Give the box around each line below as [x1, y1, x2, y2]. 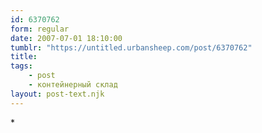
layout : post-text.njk [10, 89, 105, 99]
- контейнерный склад [28, 80, 118, 90]
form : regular [10, 24, 70, 34]
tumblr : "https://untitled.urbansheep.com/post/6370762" [10, 42, 253, 53]
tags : [10, 61, 33, 71]
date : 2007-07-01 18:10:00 [10, 33, 123, 43]
